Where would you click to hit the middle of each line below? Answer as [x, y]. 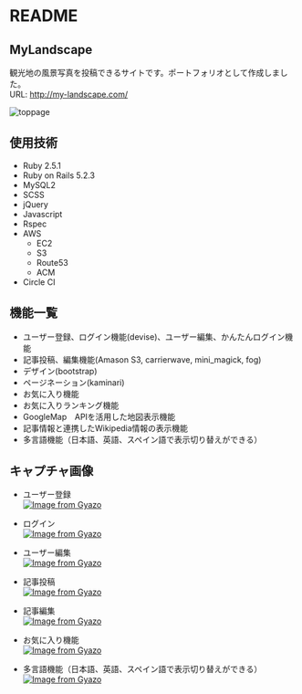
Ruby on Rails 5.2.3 [59, 175]
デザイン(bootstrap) [60, 371]
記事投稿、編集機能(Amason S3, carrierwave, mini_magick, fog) [142, 359]
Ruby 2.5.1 [42, 165]
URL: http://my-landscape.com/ [69, 94]
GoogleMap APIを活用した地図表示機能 [99, 416]
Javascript [42, 214]
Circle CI [39, 282]
